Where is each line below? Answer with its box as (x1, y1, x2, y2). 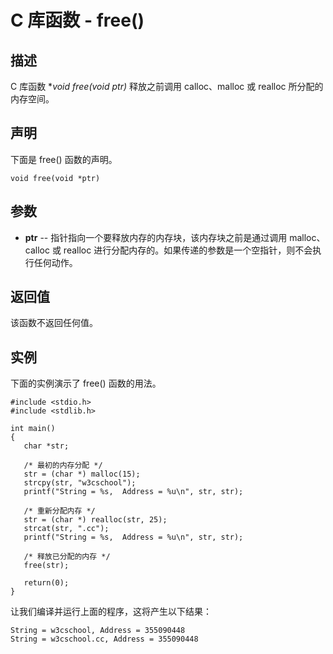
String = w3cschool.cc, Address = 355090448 (10, 634, 199, 645)
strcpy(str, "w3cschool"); (23, 478, 137, 488)
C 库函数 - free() (10, 9, 145, 32)
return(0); (23, 578, 70, 588)
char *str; (23, 441, 70, 451)
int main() (10, 424, 56, 434)
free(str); (23, 561, 70, 571)
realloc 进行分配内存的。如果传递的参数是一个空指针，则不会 (63, 244, 313, 256)
